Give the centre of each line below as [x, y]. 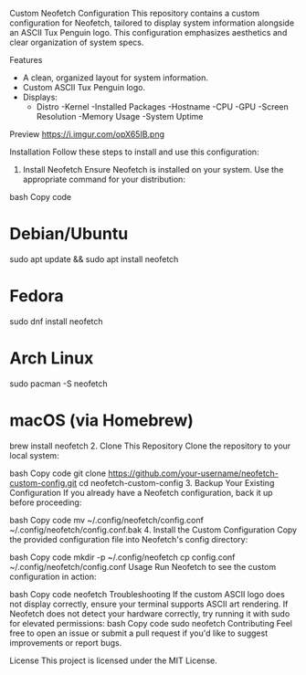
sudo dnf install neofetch [56, 321]
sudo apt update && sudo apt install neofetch [94, 258]
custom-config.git [43, 482]
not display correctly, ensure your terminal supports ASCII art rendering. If [149, 604]
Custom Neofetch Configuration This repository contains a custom [135, 13]
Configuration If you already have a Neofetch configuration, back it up [141, 492]
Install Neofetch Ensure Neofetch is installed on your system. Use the [153, 169]
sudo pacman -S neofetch [58, 384]
